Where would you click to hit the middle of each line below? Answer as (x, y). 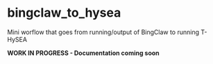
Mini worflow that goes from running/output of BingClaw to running (103, 32)
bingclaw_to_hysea (64, 13)
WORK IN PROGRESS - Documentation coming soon (83, 53)
